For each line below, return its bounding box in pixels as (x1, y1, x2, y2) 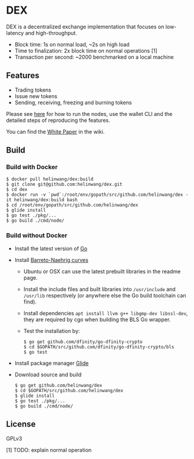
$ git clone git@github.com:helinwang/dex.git (6, 182, 123, 188)
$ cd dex (6, 187, 28, 193)
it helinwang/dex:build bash (6, 197, 78, 203)
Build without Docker (6, 231, 68, 240)
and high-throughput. (25, 29, 78, 36)
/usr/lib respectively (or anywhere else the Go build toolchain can (23, 292, 187, 299)
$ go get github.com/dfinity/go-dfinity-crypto (23, 338, 143, 345)
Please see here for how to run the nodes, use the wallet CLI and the (6, 110, 173, 117)
